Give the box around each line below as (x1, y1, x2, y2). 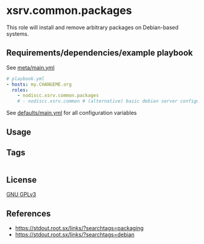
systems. (6, 30, 29, 37)
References (6, 208, 51, 219)
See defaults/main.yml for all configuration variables (6, 109, 137, 117)
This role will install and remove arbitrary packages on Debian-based (6, 24, 179, 31)
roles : (12, 87, 29, 93)
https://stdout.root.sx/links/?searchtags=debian (15, 231, 135, 238)
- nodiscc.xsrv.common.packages (17, 92, 99, 99)
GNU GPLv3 (6, 191, 36, 198)
